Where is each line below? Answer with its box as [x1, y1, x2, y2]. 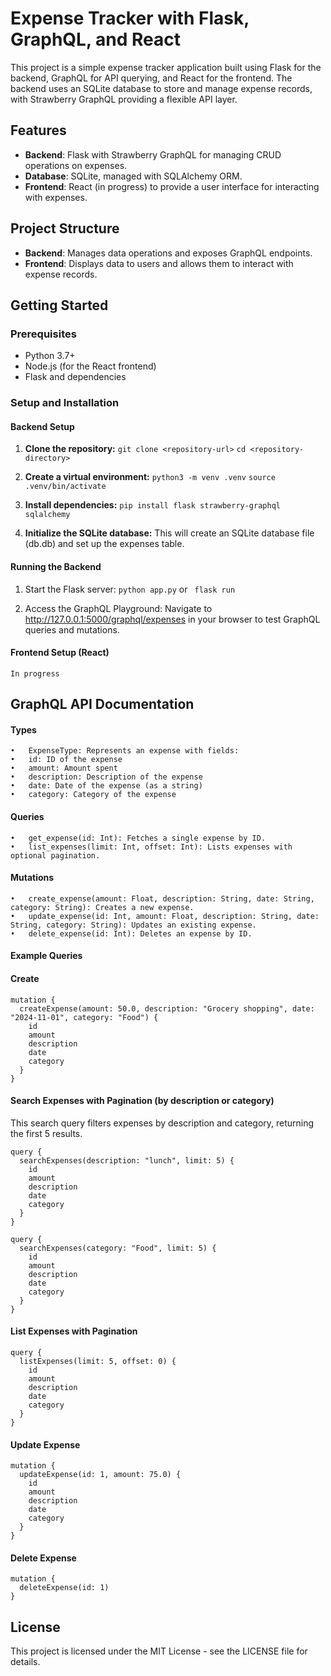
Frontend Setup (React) [10, 647, 110, 659]
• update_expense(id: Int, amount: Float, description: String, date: [10, 911, 320, 921]
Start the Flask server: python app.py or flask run [24, 583, 236, 595]
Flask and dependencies [24, 371, 127, 383]
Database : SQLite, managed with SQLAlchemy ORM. [24, 170, 243, 182]
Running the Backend [10, 560, 102, 572]
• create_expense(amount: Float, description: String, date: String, [10, 893, 315, 904]
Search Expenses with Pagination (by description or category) [10, 1095, 275, 1107]
